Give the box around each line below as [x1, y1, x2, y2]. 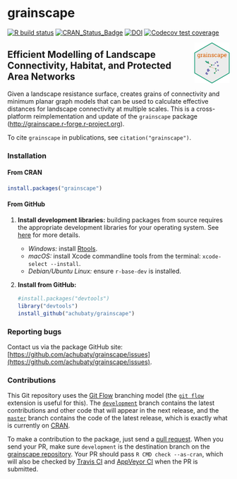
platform [7, 111, 32, 121]
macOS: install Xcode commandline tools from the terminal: [28, 252, 201, 260]
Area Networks [7, 71, 75, 83]
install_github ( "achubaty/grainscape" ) [17, 310, 135, 317]
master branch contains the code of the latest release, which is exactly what [7, 414, 228, 423]
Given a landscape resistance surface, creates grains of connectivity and [7, 90, 220, 98]
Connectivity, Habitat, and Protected [7, 60, 171, 72]
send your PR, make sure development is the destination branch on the [7, 442, 210, 451]
